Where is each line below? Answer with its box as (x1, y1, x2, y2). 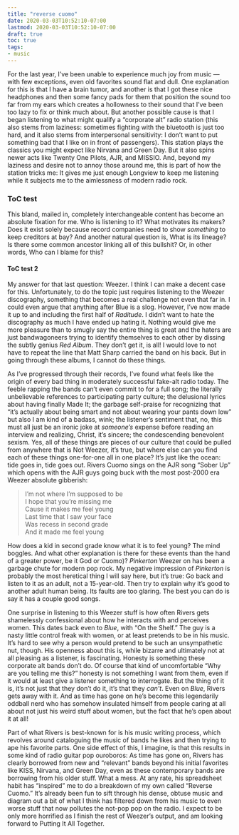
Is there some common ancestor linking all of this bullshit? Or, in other (7, 241, 212, 249)
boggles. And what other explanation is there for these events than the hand (7, 549, 230, 557)
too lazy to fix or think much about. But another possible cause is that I (7, 108, 215, 116)
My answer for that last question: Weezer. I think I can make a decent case (7, 280, 226, 289)
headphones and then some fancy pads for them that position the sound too (7, 92, 231, 101)
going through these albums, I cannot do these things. (7, 356, 166, 365)
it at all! (7, 714, 28, 723)
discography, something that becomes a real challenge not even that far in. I (7, 295, 230, 304)
